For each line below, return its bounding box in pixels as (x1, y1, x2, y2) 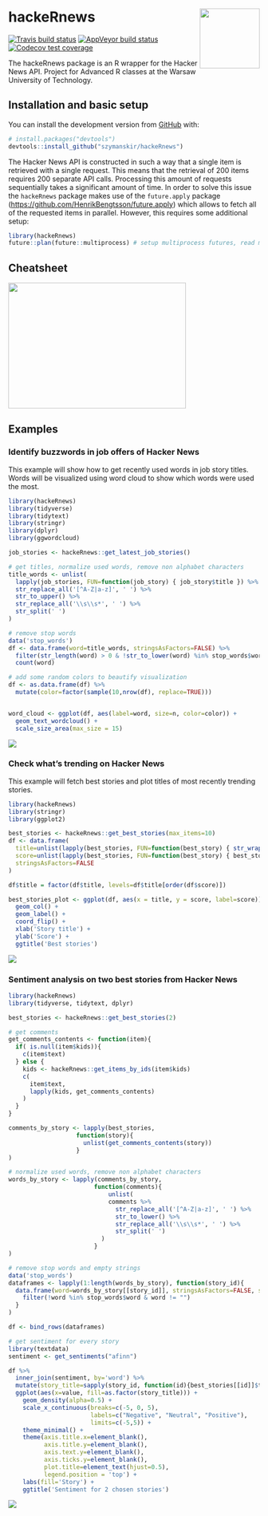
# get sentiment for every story (8, 1337, 120, 1345)
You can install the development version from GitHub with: (8, 120, 199, 129)
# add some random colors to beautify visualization (8, 673, 187, 681)
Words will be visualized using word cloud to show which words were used (8, 473, 254, 483)
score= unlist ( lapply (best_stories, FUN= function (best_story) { (15, 852, 230, 860)
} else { (15, 1058, 45, 1066)
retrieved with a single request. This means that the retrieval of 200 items (8, 165, 250, 175)
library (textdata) (8, 1344, 69, 1352)
